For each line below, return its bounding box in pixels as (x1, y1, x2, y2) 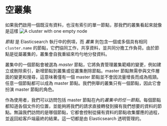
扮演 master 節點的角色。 (5, 86, 57, 92)
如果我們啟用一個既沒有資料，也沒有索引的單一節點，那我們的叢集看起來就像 (5, 22, 162, 28)
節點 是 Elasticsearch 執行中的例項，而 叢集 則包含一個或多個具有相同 (5, 38, 148, 45)
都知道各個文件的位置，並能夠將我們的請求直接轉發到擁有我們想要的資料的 (5, 103, 158, 109)
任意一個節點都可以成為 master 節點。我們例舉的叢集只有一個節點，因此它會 (5, 80, 162, 86)
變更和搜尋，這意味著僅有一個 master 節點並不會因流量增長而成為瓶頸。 (13, 74, 162, 80)
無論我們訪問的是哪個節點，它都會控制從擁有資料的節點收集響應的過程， (13, 109, 162, 115)
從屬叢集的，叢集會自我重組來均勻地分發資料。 (13, 51, 110, 57)
